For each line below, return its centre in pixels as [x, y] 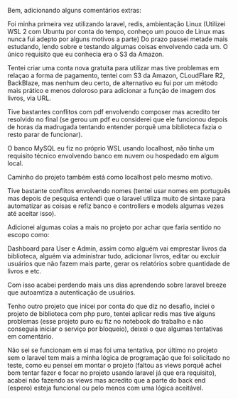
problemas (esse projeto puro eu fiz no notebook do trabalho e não [106, 321]
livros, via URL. [29, 98]
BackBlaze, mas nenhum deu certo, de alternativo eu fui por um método [113, 83]
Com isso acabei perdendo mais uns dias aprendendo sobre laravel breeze [117, 285]
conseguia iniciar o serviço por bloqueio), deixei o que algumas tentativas [115, 329]
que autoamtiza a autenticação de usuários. [71, 293]
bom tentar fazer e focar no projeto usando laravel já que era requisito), [112, 373]
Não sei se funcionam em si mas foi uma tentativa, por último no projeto [113, 350]
